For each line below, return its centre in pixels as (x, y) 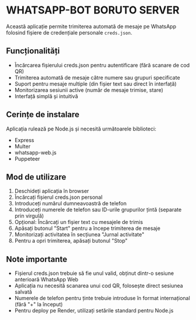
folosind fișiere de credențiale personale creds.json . (69, 32)
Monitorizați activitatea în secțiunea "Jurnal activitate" (79, 235)
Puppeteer (27, 159)
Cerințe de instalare (43, 115)
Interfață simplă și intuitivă (46, 96)
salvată (23, 292)
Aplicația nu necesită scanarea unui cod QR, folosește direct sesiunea (99, 286)
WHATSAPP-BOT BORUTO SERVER (93, 10)
